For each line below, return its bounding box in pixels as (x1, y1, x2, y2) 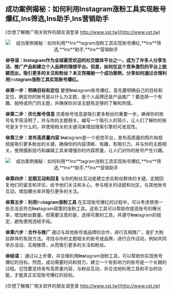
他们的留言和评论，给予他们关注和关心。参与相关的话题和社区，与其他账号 (9, 182, 167, 188)
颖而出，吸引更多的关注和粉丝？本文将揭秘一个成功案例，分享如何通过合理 (5, 70, 162, 76)
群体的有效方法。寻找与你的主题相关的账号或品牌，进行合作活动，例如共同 (9, 235, 167, 241)
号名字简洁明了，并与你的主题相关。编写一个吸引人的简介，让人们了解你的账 (5, 117, 167, 123)
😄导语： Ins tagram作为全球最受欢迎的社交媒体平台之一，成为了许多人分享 (5, 57, 162, 63)
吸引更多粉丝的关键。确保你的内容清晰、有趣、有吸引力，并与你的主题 (14, 141, 162, 147)
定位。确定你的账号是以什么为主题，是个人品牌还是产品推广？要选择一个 (5, 94, 158, 100)
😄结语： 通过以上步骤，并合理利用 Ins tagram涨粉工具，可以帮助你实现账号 (5, 253, 163, 259)
